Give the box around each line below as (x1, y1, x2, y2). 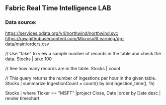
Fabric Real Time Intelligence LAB (5, 4, 111, 12)
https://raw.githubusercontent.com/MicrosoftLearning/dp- (5, 35, 124, 41)
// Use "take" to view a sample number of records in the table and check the (5, 50, 162, 56)
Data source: (5, 19, 37, 26)
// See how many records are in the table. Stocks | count (5, 65, 121, 71)
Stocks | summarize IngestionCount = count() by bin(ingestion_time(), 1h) (5, 80, 155, 86)
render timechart (5, 95, 40, 101)
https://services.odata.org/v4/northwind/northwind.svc (5, 30, 118, 36)
